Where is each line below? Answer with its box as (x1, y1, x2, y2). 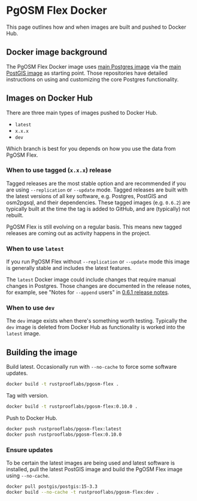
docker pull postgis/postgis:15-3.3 (6, 484, 98, 490)
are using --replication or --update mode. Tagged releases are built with (6, 186, 188, 193)
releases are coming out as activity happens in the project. (6, 229, 151, 236)
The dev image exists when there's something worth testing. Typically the (6, 317, 187, 324)
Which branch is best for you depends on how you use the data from (6, 145, 176, 152)
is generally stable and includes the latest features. (6, 265, 132, 272)
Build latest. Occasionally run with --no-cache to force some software (6, 363, 177, 371)
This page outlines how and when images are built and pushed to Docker (6, 23, 187, 31)
